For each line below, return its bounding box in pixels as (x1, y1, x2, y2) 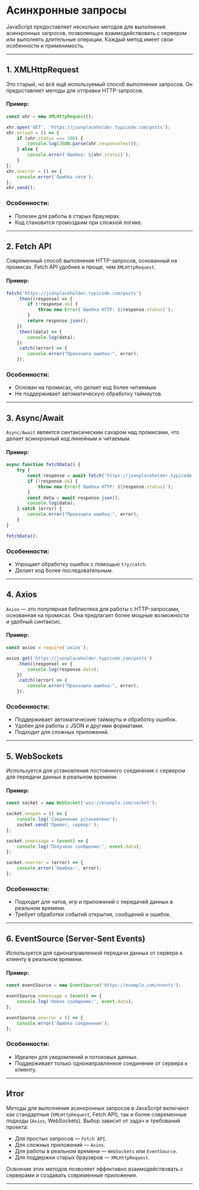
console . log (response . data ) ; (27, 666, 99, 672)
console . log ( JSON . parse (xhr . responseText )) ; (27, 141, 139, 147)
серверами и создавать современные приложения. (6, 1172, 138, 1179)
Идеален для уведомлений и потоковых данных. (14, 1053, 138, 1060)
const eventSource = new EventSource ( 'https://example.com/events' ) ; (6, 982, 182, 988)
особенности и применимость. (6, 42, 85, 49)
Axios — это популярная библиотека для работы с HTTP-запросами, (6, 605, 180, 612)
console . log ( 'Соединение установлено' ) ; (17, 816, 118, 822)
